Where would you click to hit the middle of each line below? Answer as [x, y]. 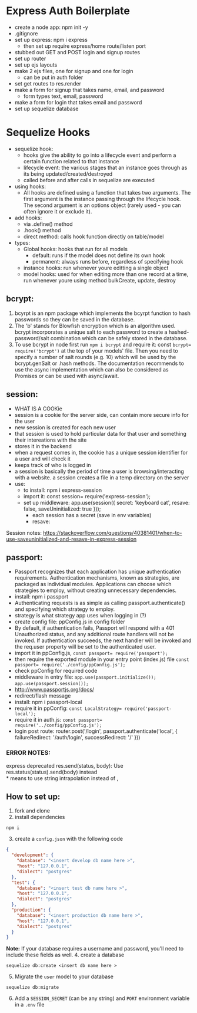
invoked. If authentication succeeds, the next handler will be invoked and [103, 640]
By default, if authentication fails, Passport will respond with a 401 [94, 628]
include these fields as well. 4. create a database [65, 955]
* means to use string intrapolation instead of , [62, 778]
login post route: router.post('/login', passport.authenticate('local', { [96, 731]
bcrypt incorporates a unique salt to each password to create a [91, 332]
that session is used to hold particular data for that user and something [101, 433]
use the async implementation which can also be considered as [91, 369]
